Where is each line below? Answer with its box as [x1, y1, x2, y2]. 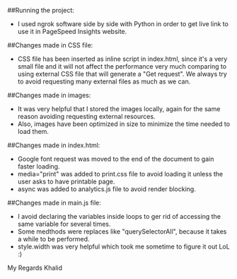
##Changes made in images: [7, 91, 91, 99]
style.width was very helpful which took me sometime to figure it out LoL [17, 242, 230, 251]
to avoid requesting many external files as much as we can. [17, 77, 191, 86]
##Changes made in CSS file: [7, 41, 93, 49]
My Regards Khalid [7, 263, 62, 272]
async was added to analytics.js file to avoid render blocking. [17, 185, 196, 193]
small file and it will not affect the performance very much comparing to [17, 62, 227, 70]
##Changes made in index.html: [7, 141, 100, 149]
